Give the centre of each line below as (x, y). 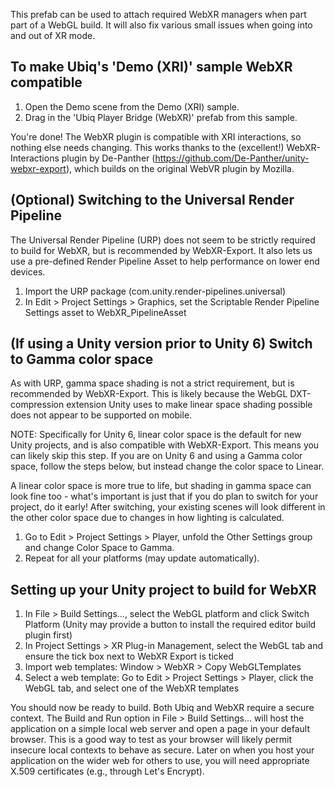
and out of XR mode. (53, 35)
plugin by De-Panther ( (108, 158)
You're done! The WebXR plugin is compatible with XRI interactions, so (156, 136)
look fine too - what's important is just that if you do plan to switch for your (164, 496)
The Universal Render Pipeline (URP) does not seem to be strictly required (163, 240)
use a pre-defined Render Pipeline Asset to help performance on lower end (165, 261)
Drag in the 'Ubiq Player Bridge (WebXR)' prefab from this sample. (161, 117)
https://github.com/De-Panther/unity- (232, 158)
